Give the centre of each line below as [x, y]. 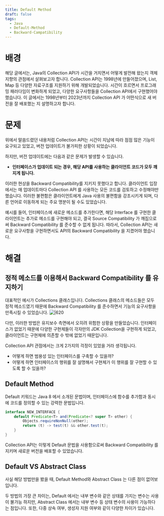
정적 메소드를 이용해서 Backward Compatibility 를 [78, 278]
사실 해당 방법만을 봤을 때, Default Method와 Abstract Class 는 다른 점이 [75, 479]
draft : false [18, 14]
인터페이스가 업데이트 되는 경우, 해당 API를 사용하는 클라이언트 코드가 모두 [82, 167]
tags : [11, 19]
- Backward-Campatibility [36, 32]
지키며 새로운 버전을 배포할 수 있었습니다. [44, 451]
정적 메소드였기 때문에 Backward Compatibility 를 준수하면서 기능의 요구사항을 [81, 306]
